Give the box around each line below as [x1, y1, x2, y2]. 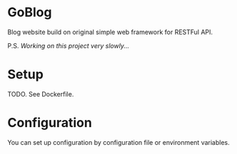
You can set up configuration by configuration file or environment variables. [7, 138, 230, 146]
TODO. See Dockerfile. [7, 89, 74, 98]
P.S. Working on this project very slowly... [7, 41, 130, 50]
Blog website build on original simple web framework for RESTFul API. [7, 28, 213, 36]
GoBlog [7, 4, 52, 21]
